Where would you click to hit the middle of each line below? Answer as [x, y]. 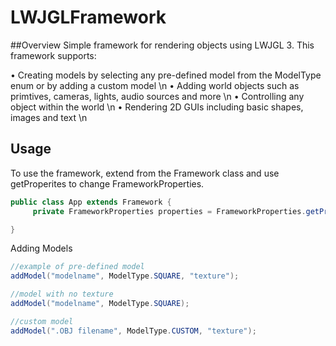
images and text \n [49, 117]
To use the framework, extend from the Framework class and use [145, 173]
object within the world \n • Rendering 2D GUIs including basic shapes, [157, 107]
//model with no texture [62, 294]
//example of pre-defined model [77, 267]
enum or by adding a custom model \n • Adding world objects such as [155, 85]
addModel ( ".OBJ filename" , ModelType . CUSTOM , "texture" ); [133, 331]
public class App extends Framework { [91, 202]
